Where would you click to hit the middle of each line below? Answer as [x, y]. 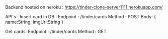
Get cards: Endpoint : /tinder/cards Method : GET [56, 31]
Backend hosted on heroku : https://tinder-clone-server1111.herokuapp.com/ [84, 7]
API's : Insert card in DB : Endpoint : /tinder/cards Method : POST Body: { [81, 17]
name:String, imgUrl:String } [34, 22]
